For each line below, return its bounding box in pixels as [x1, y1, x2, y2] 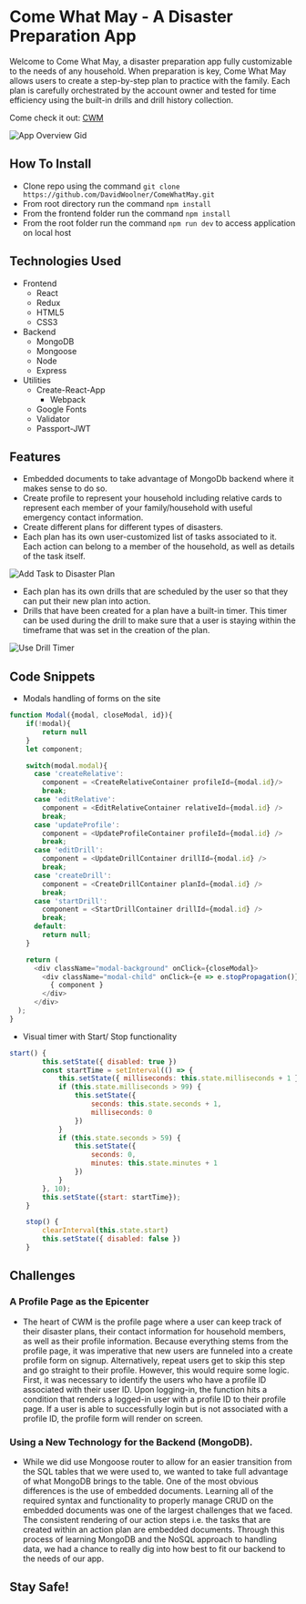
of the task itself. [22, 551, 86, 562]
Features [9, 449, 61, 465]
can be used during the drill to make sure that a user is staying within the [22, 615, 296, 626]
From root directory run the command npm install [22, 198, 211, 209]
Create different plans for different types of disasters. [22, 522, 223, 533]
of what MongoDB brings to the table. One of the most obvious [22, 1476, 259, 1487]
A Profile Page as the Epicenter [9, 1295, 149, 1308]
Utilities [22, 374, 52, 385]
